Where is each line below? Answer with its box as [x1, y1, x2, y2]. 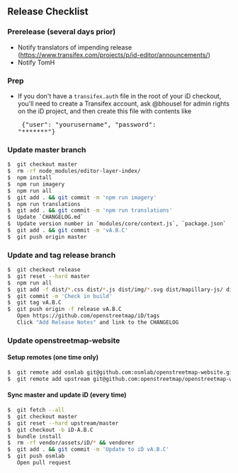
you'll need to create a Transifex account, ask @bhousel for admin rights [17, 99, 230, 108]
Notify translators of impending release [17, 42, 132, 52]
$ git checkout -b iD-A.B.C [7, 426, 93, 433]
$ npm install [7, 174, 52, 181]
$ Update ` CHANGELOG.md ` [7, 214, 84, 221]
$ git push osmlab [7, 452, 65, 460]
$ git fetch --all [7, 406, 65, 414]
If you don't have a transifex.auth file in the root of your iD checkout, [17, 91, 222, 100]
